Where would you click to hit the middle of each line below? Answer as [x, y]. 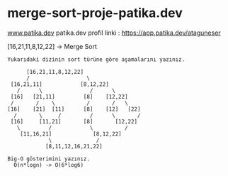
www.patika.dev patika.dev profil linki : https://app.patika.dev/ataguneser [114, 33]
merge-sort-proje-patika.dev [95, 13]
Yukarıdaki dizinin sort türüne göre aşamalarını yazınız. [96, 59]
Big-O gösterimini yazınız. [49, 159]
